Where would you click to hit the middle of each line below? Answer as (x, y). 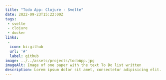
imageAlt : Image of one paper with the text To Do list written (73, 65)
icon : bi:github (26, 47)
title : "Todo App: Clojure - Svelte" (44, 10)
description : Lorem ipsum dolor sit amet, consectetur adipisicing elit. (83, 70)
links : (12, 38)
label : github (24, 56)
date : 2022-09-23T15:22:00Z (34, 14)
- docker (16, 33)
